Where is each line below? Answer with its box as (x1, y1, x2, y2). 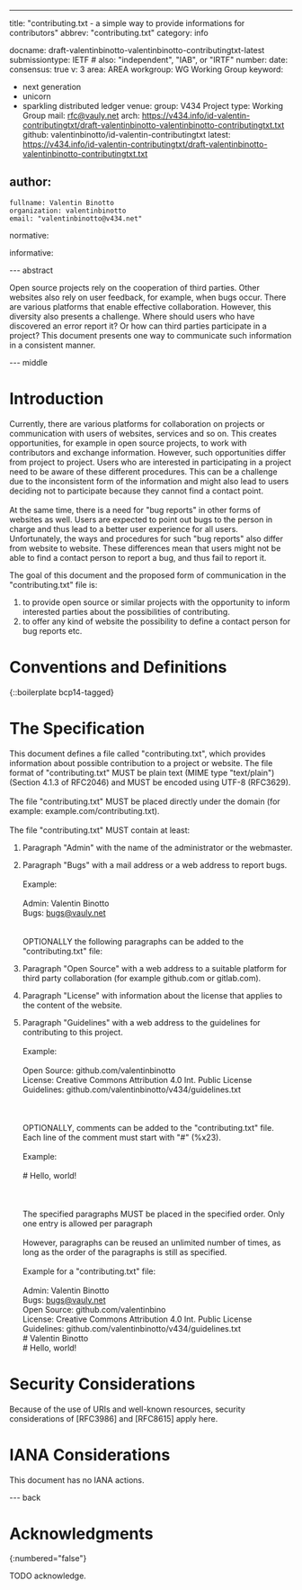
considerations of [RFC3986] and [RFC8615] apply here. (9, 1413, 218, 1423)
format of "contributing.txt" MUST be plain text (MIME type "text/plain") (9, 767, 275, 778)
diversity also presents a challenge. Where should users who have (9, 311, 255, 321)
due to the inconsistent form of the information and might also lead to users (9, 475, 289, 486)
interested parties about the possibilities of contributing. (22, 606, 231, 617)
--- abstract (9, 265, 54, 276)
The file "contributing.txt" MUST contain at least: (9, 825, 191, 836)
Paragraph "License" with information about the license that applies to (22, 989, 283, 1000)
